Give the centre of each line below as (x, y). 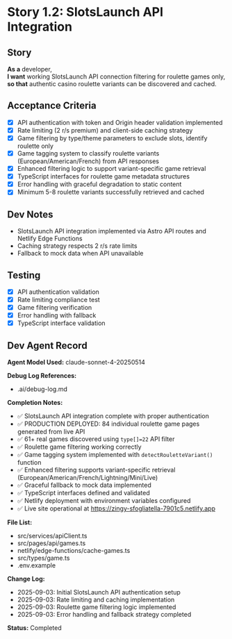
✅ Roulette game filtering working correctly (79, 447)
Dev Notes (30, 214)
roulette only (35, 146)
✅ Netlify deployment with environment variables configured (104, 501)
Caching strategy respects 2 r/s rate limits (77, 246)
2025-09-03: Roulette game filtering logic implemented (97, 607)
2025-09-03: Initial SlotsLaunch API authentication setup (99, 592)
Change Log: (26, 579)
